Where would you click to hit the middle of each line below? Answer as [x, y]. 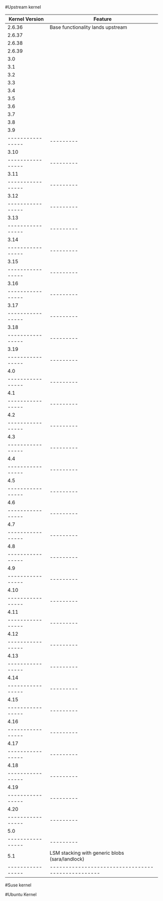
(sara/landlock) [67, 859]
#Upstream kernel [23, 7]
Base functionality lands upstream [89, 27]
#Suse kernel [18, 885]
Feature [103, 19]
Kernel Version [26, 19]
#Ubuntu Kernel [21, 894]
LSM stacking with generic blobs [87, 853]
